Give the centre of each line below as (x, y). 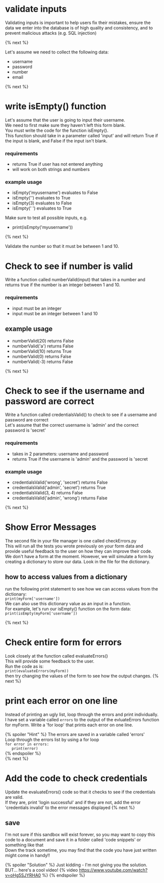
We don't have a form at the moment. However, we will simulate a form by (80, 556)
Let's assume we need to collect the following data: (57, 52)
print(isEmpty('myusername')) (43, 227)
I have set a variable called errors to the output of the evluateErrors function (82, 719)
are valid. (14, 797)
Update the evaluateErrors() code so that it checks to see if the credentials (80, 792)
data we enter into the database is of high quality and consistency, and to (79, 27)
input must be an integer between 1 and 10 (55, 313)
